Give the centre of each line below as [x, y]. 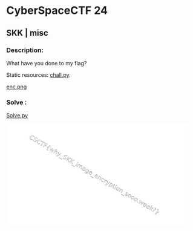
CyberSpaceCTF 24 [57, 11]
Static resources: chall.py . [38, 75]
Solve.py [17, 115]
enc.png [17, 86]
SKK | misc [27, 33]
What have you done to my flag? [47, 63]
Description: [25, 50]
